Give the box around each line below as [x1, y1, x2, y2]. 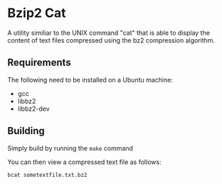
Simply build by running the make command [7, 144, 134, 152]
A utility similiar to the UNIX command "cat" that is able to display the [7, 28, 210, 37]
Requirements [7, 57, 71, 69]
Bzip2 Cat [7, 5, 66, 21]
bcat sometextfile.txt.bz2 [7, 171, 88, 178]
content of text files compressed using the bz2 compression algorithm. [7, 36, 216, 44]
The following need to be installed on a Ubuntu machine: [7, 75, 173, 84]
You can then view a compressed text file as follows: [7, 158, 162, 166]
